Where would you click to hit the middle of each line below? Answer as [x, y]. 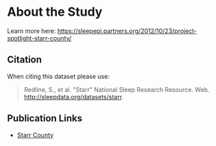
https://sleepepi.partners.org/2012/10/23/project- [127, 31]
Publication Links [45, 118]
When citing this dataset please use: [58, 76]
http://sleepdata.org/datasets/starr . [73, 97]
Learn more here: [32, 31]
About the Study [55, 12]
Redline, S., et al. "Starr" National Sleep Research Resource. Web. [117, 89]
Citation [25, 60]
